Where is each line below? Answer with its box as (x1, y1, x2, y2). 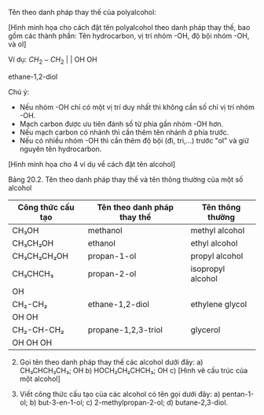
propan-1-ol (87, 250, 137, 261)
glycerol (190, 324, 221, 335)
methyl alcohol (190, 224, 245, 235)
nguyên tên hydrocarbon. (19, 144, 102, 154)
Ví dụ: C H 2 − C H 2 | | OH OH (8, 55, 97, 66)
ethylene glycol (190, 298, 247, 309)
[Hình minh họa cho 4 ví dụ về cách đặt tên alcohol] (8, 159, 176, 169)
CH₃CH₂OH (12, 237, 54, 248)
